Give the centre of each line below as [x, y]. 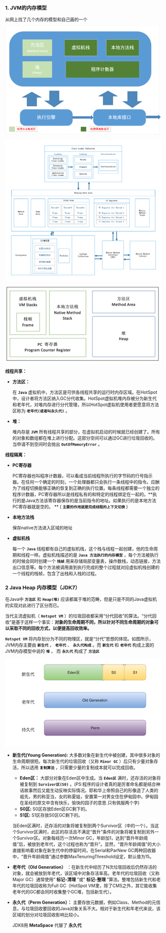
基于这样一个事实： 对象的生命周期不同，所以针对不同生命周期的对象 [85, 622]
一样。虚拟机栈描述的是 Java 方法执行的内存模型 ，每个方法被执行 [94, 555]
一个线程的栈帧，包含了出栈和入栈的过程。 [56, 573]
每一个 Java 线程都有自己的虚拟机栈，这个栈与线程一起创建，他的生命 [83, 548]
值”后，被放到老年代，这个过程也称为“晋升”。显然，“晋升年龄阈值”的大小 [86, 844]
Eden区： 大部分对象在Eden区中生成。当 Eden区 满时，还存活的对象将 [90, 778]
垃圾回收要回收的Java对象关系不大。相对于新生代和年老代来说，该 [93, 909]
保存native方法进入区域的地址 [42, 528]
